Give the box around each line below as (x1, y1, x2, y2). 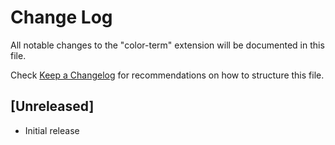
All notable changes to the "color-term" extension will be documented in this (10, 39, 325, 51)
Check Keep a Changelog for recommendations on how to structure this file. (10, 69, 325, 81)
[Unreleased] (10, 98, 95, 115)
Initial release (24, 124, 80, 136)
